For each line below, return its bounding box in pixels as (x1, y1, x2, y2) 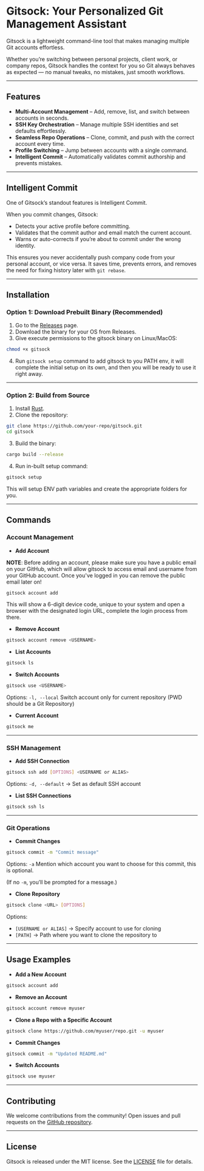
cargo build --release (6, 451, 64, 458)
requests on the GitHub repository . (6, 1119, 93, 1126)
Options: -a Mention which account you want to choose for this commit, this (6, 861, 196, 868)
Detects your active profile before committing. (15, 222, 131, 230)
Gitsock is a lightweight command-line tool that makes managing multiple (6, 37, 190, 44)
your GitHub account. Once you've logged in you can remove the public (6, 572, 186, 579)
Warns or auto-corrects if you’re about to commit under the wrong (15, 235, 181, 242)
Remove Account (15, 626, 59, 633)
